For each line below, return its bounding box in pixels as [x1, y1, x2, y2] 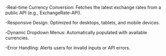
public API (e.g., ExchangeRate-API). [5, 10, 82, 16]
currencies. [5, 35, 29, 41]
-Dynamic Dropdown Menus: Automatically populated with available [5, 30, 147, 35]
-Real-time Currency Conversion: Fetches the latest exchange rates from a [5, 5, 161, 10]
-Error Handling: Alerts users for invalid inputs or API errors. [5, 45, 130, 50]
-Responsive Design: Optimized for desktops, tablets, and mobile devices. [5, 20, 160, 25]
